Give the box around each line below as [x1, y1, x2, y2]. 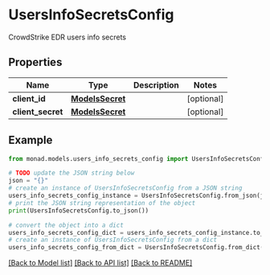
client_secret [12, 106, 63, 117]
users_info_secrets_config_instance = [8, 191, 138, 200]
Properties [8, 55, 63, 69]
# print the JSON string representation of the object [8, 199, 196, 207]
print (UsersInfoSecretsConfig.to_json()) [8, 207, 149, 215]
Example [8, 133, 53, 147]
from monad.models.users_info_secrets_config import [8, 154, 189, 162]
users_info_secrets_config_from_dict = [8, 244, 142, 252]
